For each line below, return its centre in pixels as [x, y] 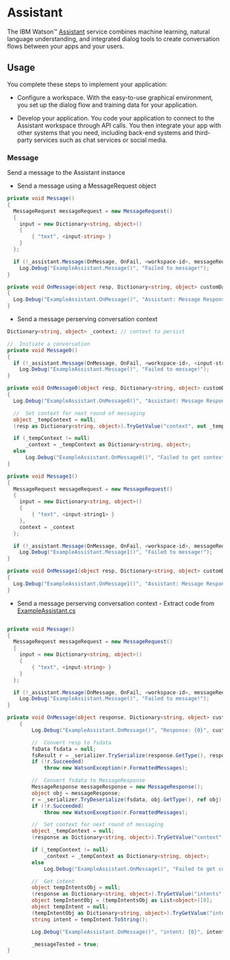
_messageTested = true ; [65, 944]
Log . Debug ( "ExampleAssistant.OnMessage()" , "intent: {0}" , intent [128, 932]
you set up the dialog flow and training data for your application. [107, 105]
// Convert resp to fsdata [72, 742]
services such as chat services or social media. [101, 140]
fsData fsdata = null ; [64, 749]
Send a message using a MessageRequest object [87, 186]
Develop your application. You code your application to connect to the [115, 118]
